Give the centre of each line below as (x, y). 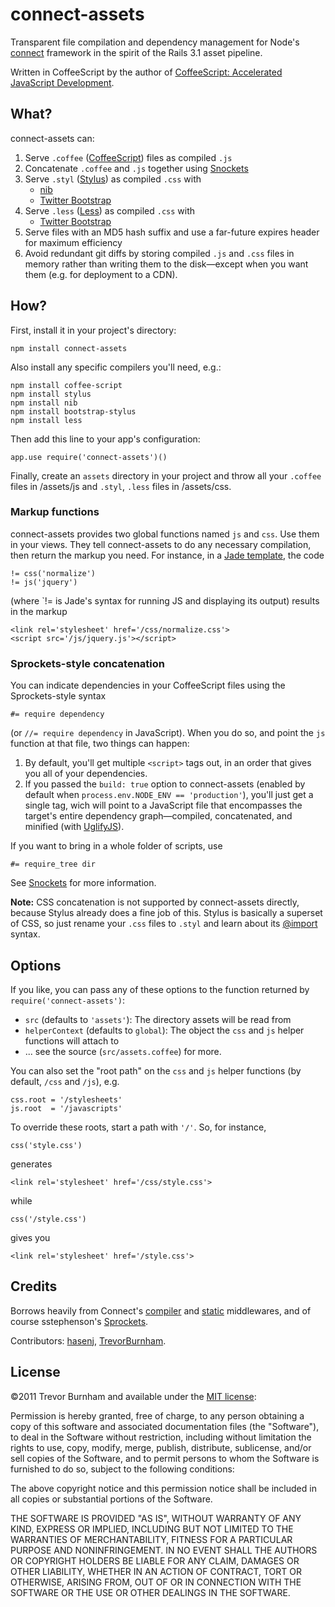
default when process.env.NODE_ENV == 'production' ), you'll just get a (169, 795)
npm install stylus (51, 394)
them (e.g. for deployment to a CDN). (101, 274)
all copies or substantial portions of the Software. (111, 1499)
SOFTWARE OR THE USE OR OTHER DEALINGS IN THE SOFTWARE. (150, 1592)
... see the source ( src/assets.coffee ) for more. (123, 1051)
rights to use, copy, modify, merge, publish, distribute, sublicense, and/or (161, 1447)
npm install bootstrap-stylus (73, 411)
